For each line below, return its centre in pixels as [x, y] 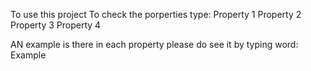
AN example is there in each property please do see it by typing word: [154, 44]
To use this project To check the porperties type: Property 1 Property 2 [156, 14]
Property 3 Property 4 [56, 25]
